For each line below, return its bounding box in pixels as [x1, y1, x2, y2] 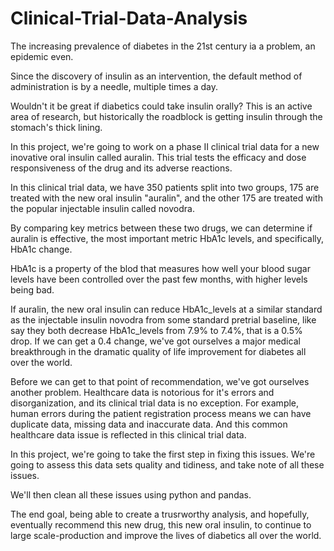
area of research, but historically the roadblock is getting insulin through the [10, 110, 323, 122]
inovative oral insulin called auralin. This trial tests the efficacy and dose [10, 151, 307, 163]
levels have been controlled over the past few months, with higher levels [10, 273, 308, 285]
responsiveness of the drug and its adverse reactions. [10, 162, 233, 174]
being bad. [10, 283, 55, 296]
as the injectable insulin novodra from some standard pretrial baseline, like [10, 313, 317, 326]
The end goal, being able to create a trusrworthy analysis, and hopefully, [10, 508, 310, 520]
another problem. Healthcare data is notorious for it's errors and [10, 386, 275, 398]
